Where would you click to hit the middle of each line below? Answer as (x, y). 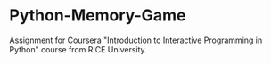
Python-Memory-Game (98, 16)
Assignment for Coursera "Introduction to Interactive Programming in (136, 40)
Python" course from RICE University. (78, 49)
